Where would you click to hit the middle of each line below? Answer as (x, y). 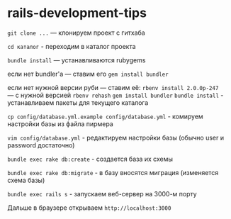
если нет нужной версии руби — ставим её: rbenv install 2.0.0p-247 (113, 87)
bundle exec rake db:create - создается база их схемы (90, 159)
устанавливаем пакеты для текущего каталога (78, 102)
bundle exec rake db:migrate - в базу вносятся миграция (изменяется (113, 172)
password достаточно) (41, 145)
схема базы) (26, 180)
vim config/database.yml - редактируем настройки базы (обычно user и (116, 137)
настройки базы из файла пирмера (60, 124)
